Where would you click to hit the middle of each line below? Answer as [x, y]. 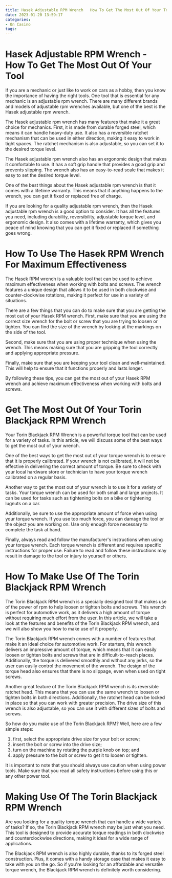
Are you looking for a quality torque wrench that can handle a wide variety [83, 822]
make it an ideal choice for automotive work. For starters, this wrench [79, 644]
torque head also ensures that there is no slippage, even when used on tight [85, 671]
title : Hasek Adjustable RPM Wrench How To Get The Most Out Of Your [83, 10]
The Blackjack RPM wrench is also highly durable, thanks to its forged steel [84, 853]
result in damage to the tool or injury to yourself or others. [66, 556]
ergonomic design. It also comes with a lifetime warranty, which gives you [83, 222]
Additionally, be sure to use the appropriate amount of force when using [81, 513]
